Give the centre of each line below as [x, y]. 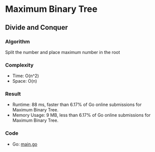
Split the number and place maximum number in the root [63, 52]
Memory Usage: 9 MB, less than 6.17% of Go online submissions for [81, 115]
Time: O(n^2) [26, 76]
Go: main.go [25, 144]
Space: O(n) [25, 81]
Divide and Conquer [37, 27]
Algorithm [18, 42]
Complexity [19, 65]
